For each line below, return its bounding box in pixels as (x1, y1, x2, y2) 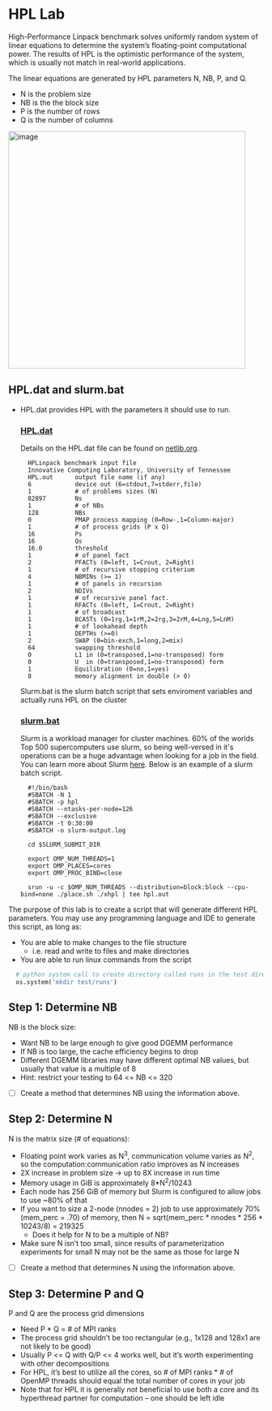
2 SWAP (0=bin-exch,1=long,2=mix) (28, 636, 184, 645)
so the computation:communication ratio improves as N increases (19, 1159, 240, 1169)
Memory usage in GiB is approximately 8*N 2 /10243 (19, 1176, 193, 1188)
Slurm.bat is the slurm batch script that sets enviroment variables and (19, 687, 253, 697)
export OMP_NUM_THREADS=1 (28, 855, 115, 863)
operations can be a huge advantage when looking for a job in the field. (19, 751, 259, 761)
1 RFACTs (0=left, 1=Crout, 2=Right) (28, 602, 195, 610)
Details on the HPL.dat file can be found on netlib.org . (19, 443, 200, 453)
